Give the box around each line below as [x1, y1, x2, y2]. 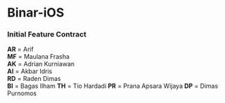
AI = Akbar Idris [7, 67, 53, 75]
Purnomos [7, 89, 37, 97]
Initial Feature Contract [7, 30, 87, 39]
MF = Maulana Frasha [7, 53, 70, 61]
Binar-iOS [7, 5, 65, 21]
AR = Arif [7, 45, 34, 53]
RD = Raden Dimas [7, 75, 61, 83]
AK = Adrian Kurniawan [7, 60, 75, 68]
